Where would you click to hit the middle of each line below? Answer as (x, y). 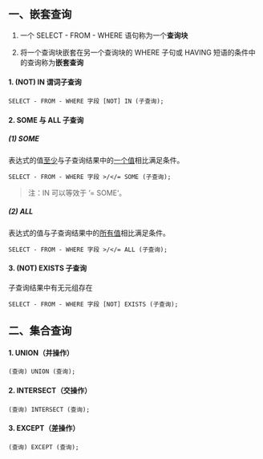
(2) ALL (21, 212)
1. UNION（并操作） (41, 352)
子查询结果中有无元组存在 (51, 287)
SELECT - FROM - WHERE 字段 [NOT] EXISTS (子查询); (93, 304)
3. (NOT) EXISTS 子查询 (48, 268)
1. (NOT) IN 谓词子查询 (45, 82)
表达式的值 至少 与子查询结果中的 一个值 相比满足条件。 (96, 160)
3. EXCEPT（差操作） (44, 429)
